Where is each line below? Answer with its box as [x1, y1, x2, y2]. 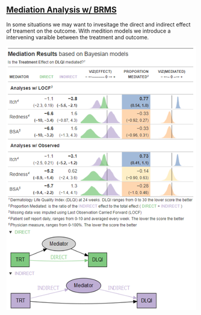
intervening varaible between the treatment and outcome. [6, 33, 149, 41]
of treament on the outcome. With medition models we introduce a [6, 27, 171, 34]
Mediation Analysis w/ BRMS [6, 5, 117, 15]
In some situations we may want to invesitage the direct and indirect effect [6, 20, 191, 28]
